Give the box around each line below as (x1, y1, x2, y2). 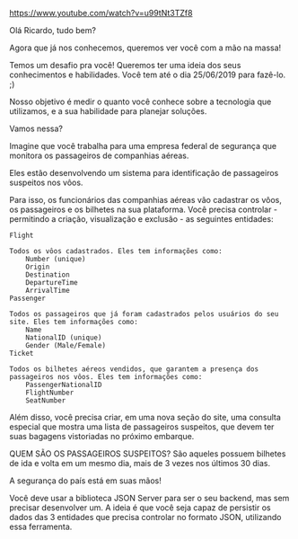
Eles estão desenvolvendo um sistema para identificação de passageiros (9, 168, 279, 178)
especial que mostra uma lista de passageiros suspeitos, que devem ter (9, 421, 275, 432)
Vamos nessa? (9, 123, 64, 134)
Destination (25, 270, 70, 279)
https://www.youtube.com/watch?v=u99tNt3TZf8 (9, 8, 193, 18)
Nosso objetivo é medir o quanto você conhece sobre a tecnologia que (9, 96, 272, 107)
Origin (25, 262, 50, 271)
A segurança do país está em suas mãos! (9, 475, 162, 486)
